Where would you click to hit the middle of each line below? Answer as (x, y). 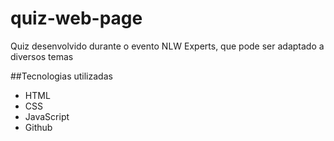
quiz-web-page (76, 18)
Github (38, 127)
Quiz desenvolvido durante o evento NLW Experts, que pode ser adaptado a (167, 46)
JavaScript (47, 116)
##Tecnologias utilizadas (61, 76)
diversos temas (42, 56)
